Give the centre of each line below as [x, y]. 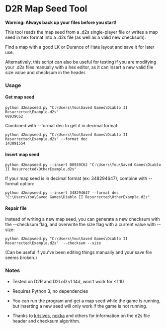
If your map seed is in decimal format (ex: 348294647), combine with [76, 178]
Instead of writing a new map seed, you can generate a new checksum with [83, 219]
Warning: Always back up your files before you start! [61, 22]
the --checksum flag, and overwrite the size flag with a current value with [81, 225]
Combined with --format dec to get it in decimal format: [62, 126]
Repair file [16, 208]
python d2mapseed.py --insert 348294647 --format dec [62, 193]
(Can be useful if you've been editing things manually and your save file [79, 252]
